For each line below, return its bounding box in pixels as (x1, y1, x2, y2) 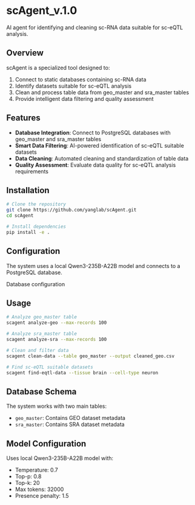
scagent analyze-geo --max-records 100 (6, 320, 107, 326)
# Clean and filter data (6, 347, 69, 353)
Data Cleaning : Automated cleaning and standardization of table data (15, 154, 189, 162)
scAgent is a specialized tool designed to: (6, 64, 110, 71)
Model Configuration (6, 438, 87, 448)
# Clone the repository (6, 201, 67, 207)
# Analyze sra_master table (6, 331, 78, 337)
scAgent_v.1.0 (6, 4, 78, 18)
